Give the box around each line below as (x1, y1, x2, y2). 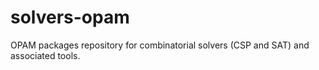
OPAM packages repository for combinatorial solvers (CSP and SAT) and (10, 39, 310, 51)
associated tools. (10, 49, 81, 61)
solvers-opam (10, 6, 130, 29)
